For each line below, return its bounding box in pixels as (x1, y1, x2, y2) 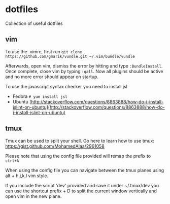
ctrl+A (5, 158, 19, 163)
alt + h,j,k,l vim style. (5, 173, 49, 179)
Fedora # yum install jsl (12, 93, 67, 99)
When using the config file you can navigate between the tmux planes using (5, 167, 164, 173)
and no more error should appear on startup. (5, 74, 99, 80)
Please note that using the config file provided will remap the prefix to (5, 153, 151, 159)
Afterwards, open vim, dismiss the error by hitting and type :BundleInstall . (5, 62, 163, 69)
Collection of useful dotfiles (5, 20, 63, 26)
